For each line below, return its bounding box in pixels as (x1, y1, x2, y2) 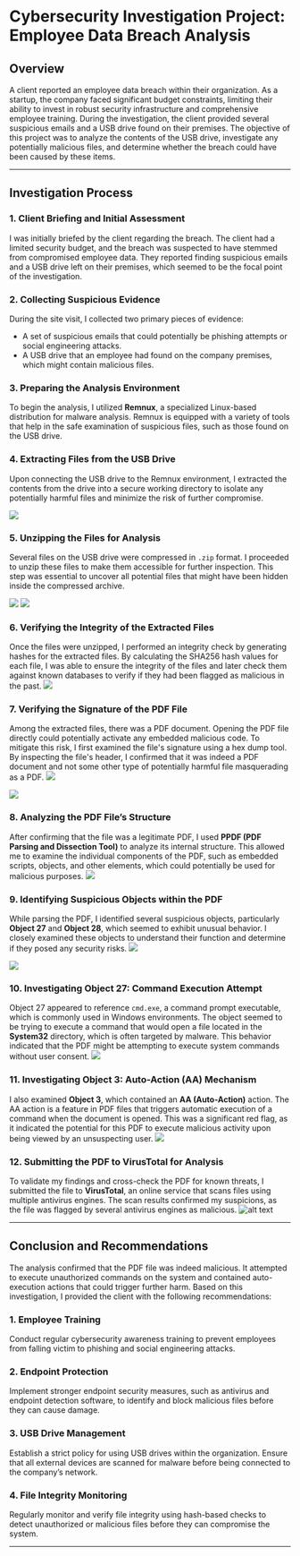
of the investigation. (9, 270, 83, 281)
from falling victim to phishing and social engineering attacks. (9, 1343, 236, 1354)
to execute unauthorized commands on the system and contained (9, 1271, 252, 1282)
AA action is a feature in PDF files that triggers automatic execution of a (9, 1103, 272, 1114)
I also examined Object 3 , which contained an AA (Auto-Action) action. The (9, 1094, 290, 1105)
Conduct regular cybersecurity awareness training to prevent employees (9, 1334, 277, 1345)
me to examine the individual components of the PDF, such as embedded (9, 851, 279, 861)
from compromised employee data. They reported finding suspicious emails (9, 252, 288, 262)
